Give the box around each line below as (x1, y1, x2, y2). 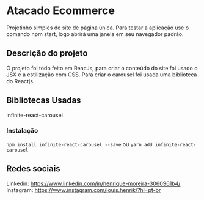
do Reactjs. (6, 77, 35, 84)
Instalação (6, 127, 38, 135)
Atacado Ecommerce (6, 4, 115, 18)
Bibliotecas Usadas (6, 95, 81, 106)
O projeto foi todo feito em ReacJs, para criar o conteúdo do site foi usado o (6, 64, 198, 72)
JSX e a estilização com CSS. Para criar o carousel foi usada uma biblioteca (6, 71, 197, 78)
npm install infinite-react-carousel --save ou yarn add (6, 140, 153, 147)
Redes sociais (6, 163, 60, 174)
